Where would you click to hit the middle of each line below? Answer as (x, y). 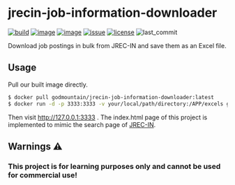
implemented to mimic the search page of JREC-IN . (82, 124)
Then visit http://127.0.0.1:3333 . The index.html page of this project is (108, 117)
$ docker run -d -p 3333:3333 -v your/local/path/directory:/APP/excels (116, 104)
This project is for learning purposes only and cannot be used (114, 166)
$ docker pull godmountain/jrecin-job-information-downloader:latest (111, 97)
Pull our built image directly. (48, 84)
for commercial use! (43, 175)
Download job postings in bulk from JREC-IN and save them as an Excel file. (117, 45)
